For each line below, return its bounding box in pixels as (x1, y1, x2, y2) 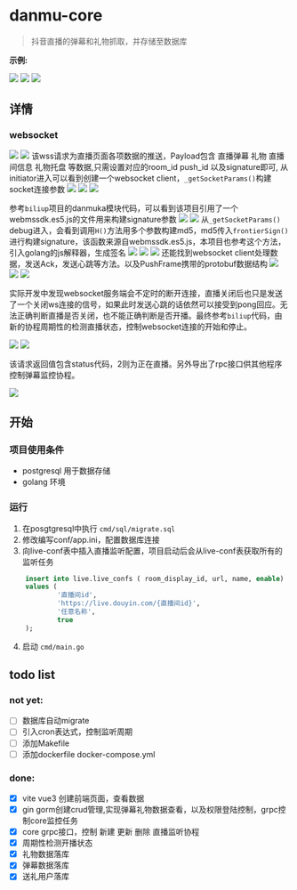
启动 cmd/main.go (21, 641, 84, 651)
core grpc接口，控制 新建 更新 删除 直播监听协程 (21, 827, 200, 837)
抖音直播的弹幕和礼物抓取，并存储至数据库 (30, 36, 188, 46)
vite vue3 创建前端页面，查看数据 (21, 793, 145, 804)
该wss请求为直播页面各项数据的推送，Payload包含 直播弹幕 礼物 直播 (30, 150, 285, 161)
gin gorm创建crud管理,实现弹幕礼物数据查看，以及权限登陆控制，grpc (21, 805, 278, 815)
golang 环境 (21, 477, 66, 488)
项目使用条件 (9, 443, 65, 456)
